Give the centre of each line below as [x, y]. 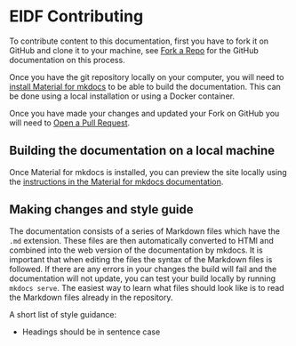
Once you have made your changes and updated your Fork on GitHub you [144, 113]
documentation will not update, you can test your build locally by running [143, 278]
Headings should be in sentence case [91, 332]
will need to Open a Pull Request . [70, 123]
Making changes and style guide [101, 209]
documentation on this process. [68, 60]
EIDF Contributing [76, 16]
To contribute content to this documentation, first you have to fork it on [139, 41]
